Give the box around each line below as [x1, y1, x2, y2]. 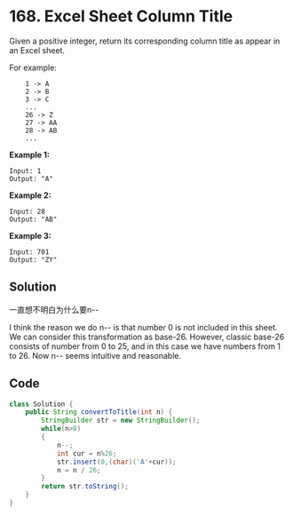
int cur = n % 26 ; [56, 449, 117, 458]
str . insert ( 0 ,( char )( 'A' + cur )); [56, 457, 177, 466]
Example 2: [9, 189, 51, 201]
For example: [9, 62, 58, 73]
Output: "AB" [9, 215, 58, 224]
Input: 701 [9, 247, 50, 257]
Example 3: [9, 230, 51, 241]
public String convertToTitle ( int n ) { [25, 408, 173, 417]
